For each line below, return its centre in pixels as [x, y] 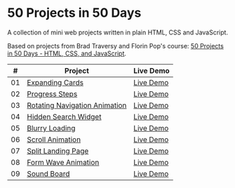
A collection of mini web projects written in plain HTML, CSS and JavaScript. [118, 32]
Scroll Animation [54, 140]
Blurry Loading [51, 128]
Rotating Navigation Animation [77, 105]
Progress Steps [52, 94]
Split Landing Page [58, 151]
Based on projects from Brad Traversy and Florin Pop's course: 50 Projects [116, 46]
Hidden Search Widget [64, 116]
